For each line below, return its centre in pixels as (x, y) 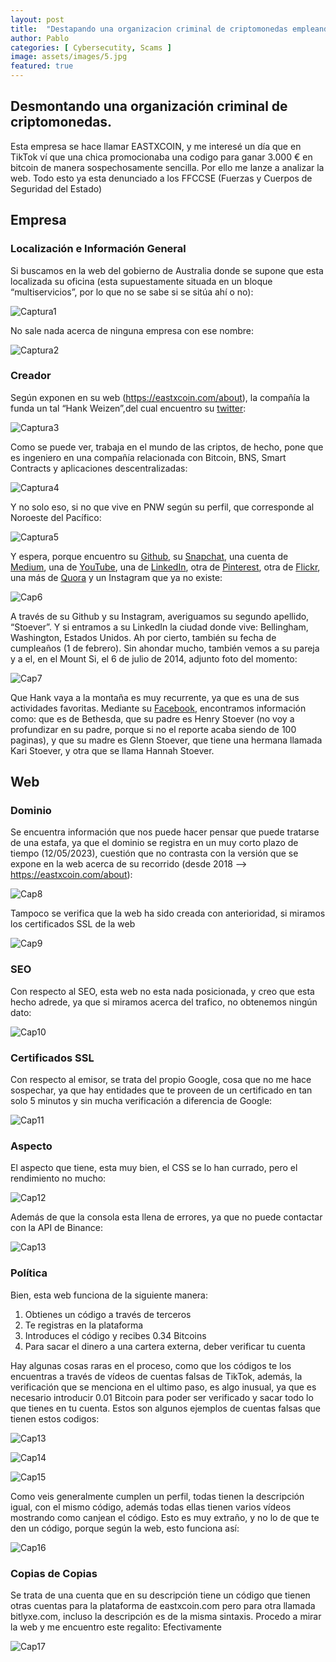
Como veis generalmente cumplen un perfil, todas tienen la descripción (157, 1496)
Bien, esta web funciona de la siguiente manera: (109, 1295)
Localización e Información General (98, 249)
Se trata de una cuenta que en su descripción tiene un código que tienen (160, 1595)
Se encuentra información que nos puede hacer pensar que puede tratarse (165, 832)
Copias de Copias (54, 1573)
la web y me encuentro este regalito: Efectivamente (116, 1627)
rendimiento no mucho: (58, 1178)
